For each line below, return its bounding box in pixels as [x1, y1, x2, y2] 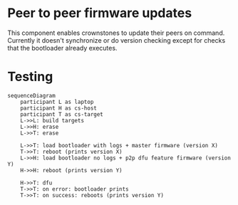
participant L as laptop [20, 98, 94, 105]
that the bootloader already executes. [7, 43, 118, 52]
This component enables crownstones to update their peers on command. [7, 28, 225, 37]
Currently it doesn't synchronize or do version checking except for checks [7, 36, 226, 44]
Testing [7, 69, 53, 85]
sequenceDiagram [7, 92, 56, 99]
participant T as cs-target [20, 110, 103, 118]
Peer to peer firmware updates [7, 5, 192, 21]
